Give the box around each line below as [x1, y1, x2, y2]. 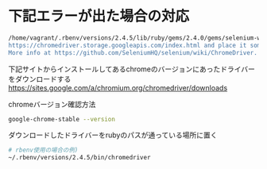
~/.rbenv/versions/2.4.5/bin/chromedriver [8, 154, 151, 162]
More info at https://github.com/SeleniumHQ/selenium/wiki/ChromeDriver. [8, 48, 258, 56]
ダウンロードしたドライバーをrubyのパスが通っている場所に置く [8, 130, 218, 140]
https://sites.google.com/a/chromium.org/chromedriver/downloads [8, 83, 228, 92]
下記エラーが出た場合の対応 [8, 7, 190, 25]
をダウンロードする [8, 74, 72, 83]
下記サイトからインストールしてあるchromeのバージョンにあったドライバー [8, 64, 256, 74]
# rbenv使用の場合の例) [8, 146, 79, 155]
